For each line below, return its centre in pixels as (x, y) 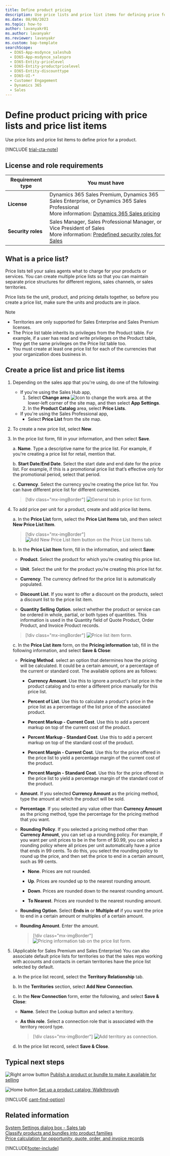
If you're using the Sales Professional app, (64, 414)
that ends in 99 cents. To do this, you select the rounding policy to (89, 851)
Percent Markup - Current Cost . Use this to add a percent (89, 722)
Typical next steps (35, 1062)
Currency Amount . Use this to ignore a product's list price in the (95, 681)
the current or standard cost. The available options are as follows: (89, 671)
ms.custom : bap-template (31, 43)
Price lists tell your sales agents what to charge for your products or (76, 271)
